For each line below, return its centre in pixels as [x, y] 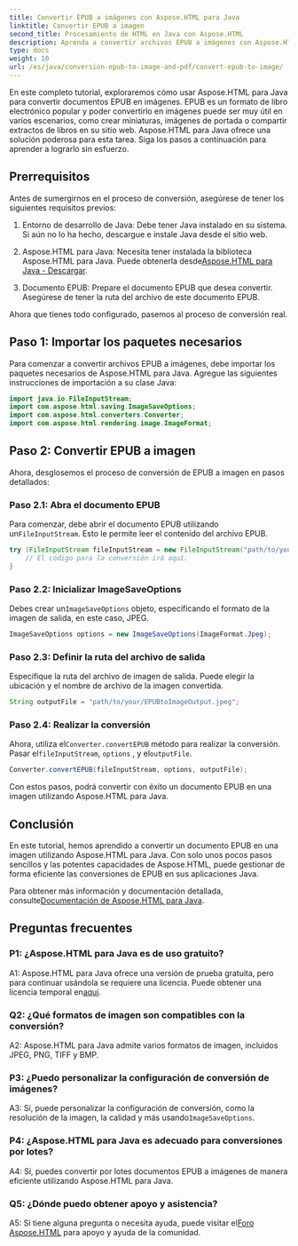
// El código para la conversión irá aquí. [107, 558]
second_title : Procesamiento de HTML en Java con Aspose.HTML [126, 34]
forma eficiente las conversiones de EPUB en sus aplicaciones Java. [134, 874]
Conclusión [42, 824]
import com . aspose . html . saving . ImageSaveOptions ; [103, 407]
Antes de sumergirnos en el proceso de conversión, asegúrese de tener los [147, 198]
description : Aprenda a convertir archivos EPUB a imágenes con [130, 42]
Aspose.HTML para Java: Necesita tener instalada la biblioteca [137, 251]
